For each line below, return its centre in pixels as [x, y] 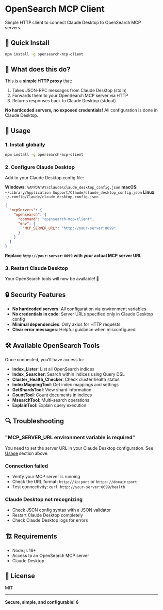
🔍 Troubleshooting [34, 421]
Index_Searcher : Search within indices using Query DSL [68, 374]
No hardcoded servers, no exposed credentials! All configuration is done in [81, 110]
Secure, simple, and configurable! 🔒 [42, 602]
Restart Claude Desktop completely [48, 515]
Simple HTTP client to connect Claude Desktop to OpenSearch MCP [73, 22]
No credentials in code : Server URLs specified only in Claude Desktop [82, 314]
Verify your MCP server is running [46, 476]
